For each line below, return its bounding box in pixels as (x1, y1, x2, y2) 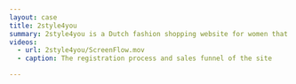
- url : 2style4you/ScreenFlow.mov (17, 46, 145, 55)
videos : (9, 37, 38, 47)
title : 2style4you (9, 21, 77, 30)
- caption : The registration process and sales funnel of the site (17, 54, 273, 63)
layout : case (9, 12, 58, 22)
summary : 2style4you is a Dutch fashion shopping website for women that (9, 29, 289, 38)
